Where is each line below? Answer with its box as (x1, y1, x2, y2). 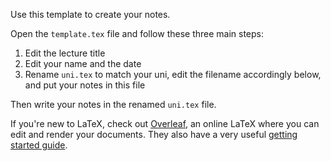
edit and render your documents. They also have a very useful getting (10, 129, 298, 140)
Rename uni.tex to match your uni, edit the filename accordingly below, (24, 69, 322, 80)
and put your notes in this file (24, 79, 146, 91)
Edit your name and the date (24, 58, 142, 69)
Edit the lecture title (24, 47, 106, 59)
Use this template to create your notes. (10, 9, 171, 20)
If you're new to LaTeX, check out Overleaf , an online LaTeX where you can (10, 118, 320, 129)
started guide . (10, 139, 68, 151)
